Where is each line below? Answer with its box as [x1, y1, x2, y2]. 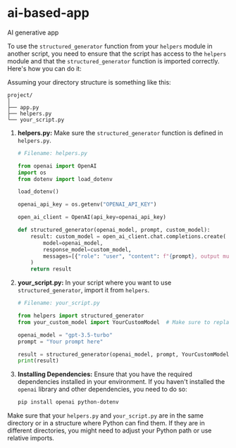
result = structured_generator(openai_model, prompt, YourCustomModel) [17, 351, 232, 358]
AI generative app [7, 28, 59, 37]
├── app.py [7, 104, 39, 111]
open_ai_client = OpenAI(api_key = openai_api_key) [17, 213, 167, 221]
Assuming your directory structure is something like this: [7, 77, 171, 86]
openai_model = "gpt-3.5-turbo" [17, 331, 113, 339]
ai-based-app [7, 5, 89, 21]
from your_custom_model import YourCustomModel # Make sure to [17, 318, 211, 325]
